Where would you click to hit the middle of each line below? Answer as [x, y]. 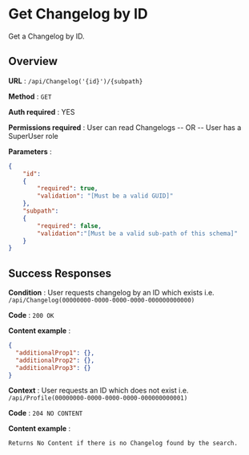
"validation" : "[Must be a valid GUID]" [105, 196]
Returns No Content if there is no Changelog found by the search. [123, 443]
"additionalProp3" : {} [53, 368]
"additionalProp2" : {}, [55, 360]
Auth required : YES [42, 112]
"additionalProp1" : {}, [55, 353]
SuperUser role [33, 136]
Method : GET [30, 96]
